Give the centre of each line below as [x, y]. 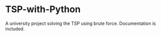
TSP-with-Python [43, 9]
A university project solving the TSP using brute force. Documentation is [80, 23]
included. [15, 28]
